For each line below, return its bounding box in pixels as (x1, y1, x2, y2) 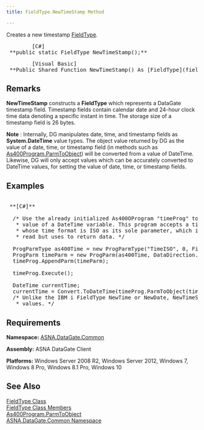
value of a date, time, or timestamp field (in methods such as (6, 144, 158, 151)
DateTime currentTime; (12, 282, 80, 289)
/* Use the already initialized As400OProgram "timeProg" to (12, 215, 199, 222)
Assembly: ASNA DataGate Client (6, 345, 92, 353)
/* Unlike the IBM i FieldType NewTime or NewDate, (12, 294, 170, 301)
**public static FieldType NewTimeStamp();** (9, 49, 148, 55)
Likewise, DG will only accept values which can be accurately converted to (6, 156, 193, 164)
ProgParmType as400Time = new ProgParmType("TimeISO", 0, (12, 246, 189, 252)
